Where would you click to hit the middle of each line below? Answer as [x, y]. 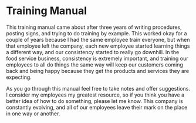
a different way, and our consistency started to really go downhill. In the [93, 52]
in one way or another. [33, 114]
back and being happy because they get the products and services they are [98, 71]
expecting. [19, 77]
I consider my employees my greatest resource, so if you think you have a [95, 95]
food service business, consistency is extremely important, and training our [97, 58]
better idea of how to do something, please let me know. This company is [94, 101]
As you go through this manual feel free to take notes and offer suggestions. [98, 88]
